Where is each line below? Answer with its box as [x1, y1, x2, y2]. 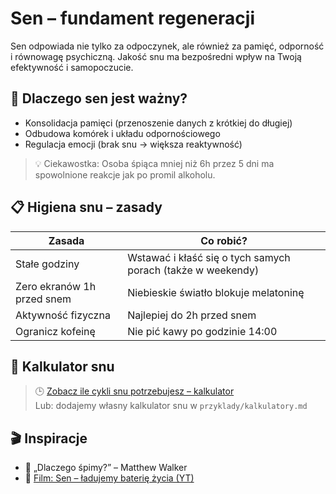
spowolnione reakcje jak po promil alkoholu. [34, 168, 216, 181]
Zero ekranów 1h [15, 279, 97, 293]
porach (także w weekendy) [127, 263, 260, 277]
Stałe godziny [15, 257, 80, 271]
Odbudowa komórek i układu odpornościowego [24, 127, 221, 139]
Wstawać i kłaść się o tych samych [127, 250, 291, 264]
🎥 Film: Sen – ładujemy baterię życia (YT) [24, 472, 195, 484]
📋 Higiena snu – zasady [10, 199, 163, 216]
